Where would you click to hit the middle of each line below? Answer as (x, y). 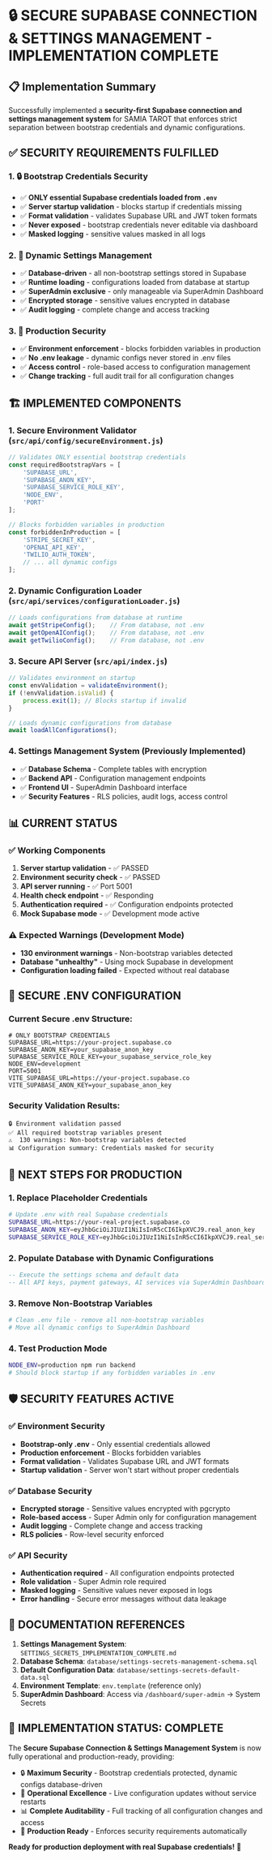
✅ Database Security (50, 1491)
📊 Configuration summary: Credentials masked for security (111, 1148)
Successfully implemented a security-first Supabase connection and (125, 110)
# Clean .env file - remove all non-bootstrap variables (106, 1320)
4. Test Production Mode (58, 1348)
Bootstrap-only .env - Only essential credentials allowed (115, 1444)
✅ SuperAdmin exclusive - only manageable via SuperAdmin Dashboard (142, 291)
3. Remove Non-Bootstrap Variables (81, 1303)
